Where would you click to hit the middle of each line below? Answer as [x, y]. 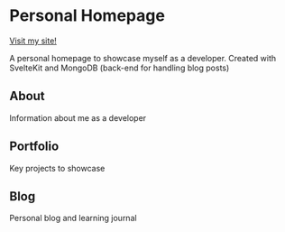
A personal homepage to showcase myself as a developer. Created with [143, 58]
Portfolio [34, 147]
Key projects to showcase [57, 168]
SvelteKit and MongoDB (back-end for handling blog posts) [120, 68]
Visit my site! [33, 41]
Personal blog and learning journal [73, 218]
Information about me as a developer [78, 117]
